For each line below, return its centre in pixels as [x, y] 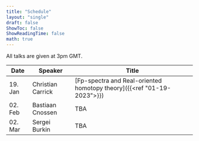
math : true [20, 39]
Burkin [41, 129]
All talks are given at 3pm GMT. [44, 56]
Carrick [43, 92]
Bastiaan [44, 105]
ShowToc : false [25, 28]
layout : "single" [28, 17]
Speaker [51, 70]
